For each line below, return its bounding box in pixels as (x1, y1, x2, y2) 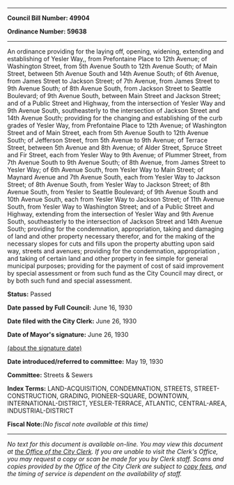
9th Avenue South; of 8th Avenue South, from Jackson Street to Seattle (7, 84, 212, 93)
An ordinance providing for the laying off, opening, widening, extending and (7, 47, 224, 56)
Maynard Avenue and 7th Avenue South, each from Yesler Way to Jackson (7, 173, 221, 181)
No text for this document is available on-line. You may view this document (7, 440, 223, 448)
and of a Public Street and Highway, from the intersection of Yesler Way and (7, 99, 226, 107)
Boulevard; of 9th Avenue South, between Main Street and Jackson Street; (7, 92, 221, 100)
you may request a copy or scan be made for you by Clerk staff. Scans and (7, 455, 224, 463)
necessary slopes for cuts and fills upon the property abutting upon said (7, 239, 214, 248)
